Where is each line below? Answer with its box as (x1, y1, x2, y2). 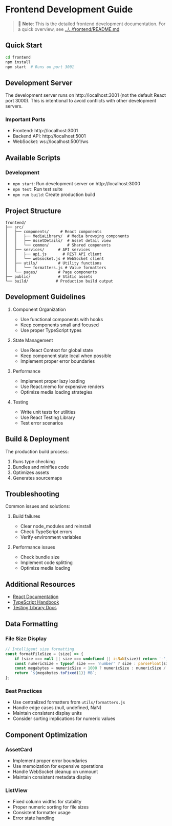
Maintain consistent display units (12, 710, 82, 716)
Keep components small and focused (20, 322, 99, 328)
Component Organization (12, 306, 66, 312)
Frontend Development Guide (5, 4, 133, 15)
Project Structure (5, 206, 61, 215)
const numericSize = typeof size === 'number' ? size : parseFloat (14, 661, 161, 666)
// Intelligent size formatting (5, 646, 74, 652)
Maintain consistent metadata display (12, 774, 92, 780)
